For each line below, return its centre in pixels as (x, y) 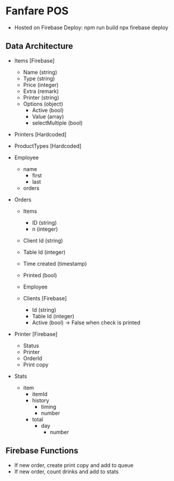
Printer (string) (41, 97)
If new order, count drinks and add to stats (66, 471)
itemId (40, 394)
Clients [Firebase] (45, 298)
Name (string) (40, 72)
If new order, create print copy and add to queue (74, 465)
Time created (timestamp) (55, 263)
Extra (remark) (41, 91)
